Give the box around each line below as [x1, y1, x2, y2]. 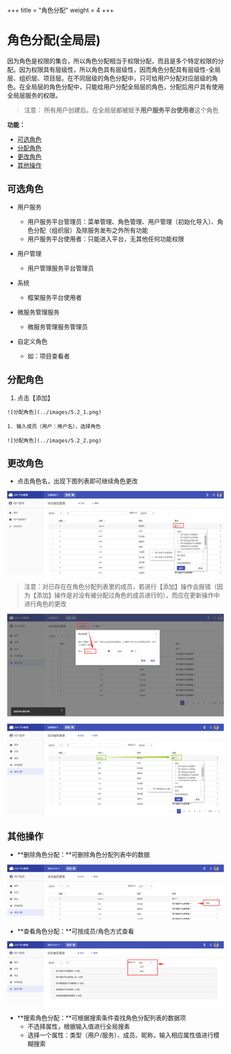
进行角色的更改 [23, 600, 67, 608]
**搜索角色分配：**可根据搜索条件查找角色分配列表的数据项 [16, 1014, 186, 1022]
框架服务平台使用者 [27, 293, 82, 301]
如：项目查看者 [27, 352, 70, 360]
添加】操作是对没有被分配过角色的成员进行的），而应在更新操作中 [36, 591, 220, 600]
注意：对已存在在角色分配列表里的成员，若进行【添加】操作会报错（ [23, 582, 217, 591]
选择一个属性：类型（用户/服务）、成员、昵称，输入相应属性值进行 [27, 1031, 214, 1040]
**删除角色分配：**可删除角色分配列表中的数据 [16, 850, 150, 858]
